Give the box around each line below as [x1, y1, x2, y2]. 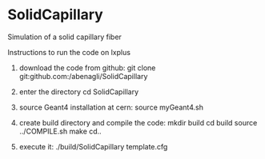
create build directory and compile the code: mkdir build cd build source [18, 117, 258, 127]
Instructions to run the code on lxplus [7, 47, 131, 57]
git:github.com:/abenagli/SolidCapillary [18, 71, 148, 81]
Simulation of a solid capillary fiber [7, 32, 122, 42]
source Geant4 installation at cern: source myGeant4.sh [18, 102, 203, 112]
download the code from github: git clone [18, 62, 156, 73]
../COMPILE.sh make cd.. [18, 126, 102, 136]
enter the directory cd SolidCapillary [18, 86, 139, 97]
